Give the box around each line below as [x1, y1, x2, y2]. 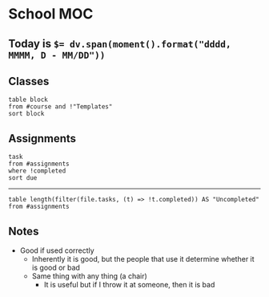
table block [8, 96, 48, 104]
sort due [8, 174, 38, 182]
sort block [8, 110, 45, 118]
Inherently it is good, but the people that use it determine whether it [31, 254, 255, 264]
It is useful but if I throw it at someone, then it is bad [43, 280, 215, 290]
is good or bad [31, 262, 80, 273]
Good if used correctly [19, 246, 94, 255]
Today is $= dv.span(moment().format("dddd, [8, 37, 231, 51]
